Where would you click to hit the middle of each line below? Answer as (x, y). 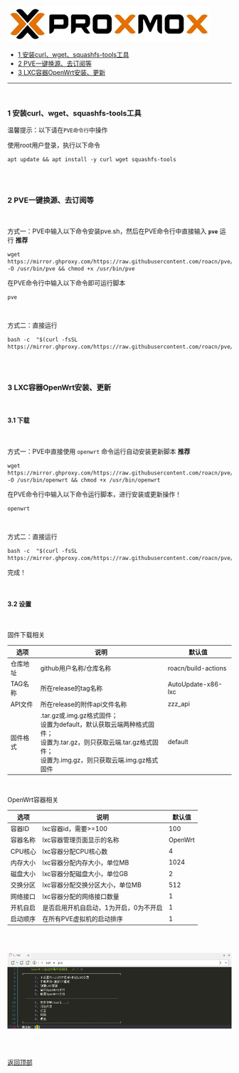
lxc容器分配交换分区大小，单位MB (92, 885)
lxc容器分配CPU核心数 (75, 851)
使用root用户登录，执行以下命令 (54, 146)
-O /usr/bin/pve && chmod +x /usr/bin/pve (71, 269)
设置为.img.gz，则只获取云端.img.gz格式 (99, 760)
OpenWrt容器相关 (33, 800)
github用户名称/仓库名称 (76, 668)
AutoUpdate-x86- (195, 684)
